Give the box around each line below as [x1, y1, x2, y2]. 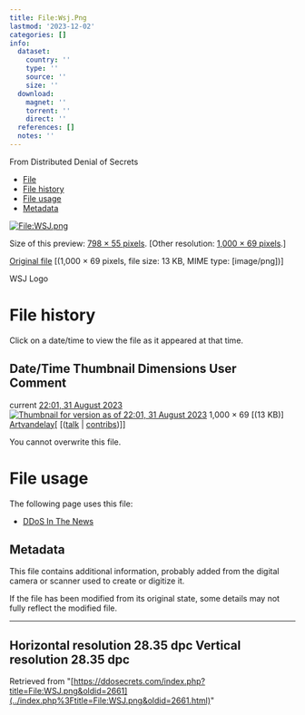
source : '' [25, 73, 67, 82]
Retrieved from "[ [9, 676, 74, 687]
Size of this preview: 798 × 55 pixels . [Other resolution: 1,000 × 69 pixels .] [9, 238, 287, 249]
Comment [9, 376, 67, 391]
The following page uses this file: [9, 498, 133, 509]
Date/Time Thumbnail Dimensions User [9, 361, 237, 377]
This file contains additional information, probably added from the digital [9, 566, 280, 577]
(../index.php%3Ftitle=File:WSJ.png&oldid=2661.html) [9, 695, 212, 706]
